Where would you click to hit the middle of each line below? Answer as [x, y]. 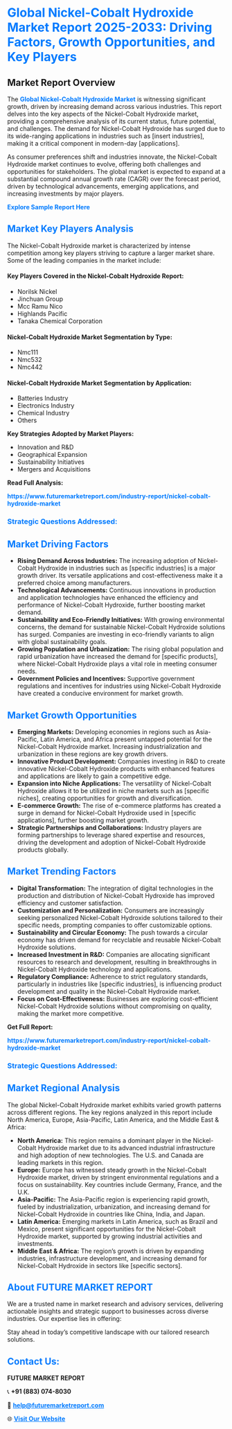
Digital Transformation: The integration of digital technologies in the [115, 888]
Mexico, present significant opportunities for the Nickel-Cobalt [106, 1229]
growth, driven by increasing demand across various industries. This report [115, 106]
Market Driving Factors [58, 544]
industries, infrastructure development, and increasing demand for [112, 1258]
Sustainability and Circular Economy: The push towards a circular [113, 932]
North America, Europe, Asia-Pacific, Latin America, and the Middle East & [113, 1119]
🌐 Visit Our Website [36, 1419]
